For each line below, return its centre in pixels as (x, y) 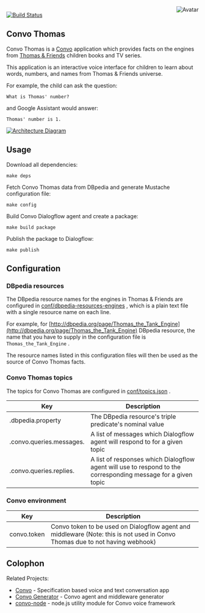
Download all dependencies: (42, 164)
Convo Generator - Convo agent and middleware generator (89, 596)
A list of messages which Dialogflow (142, 434)
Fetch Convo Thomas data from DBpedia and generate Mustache (88, 187)
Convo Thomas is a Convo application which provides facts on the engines (100, 49)
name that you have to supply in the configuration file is (76, 337)
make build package (31, 227)
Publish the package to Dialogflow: (50, 238)
